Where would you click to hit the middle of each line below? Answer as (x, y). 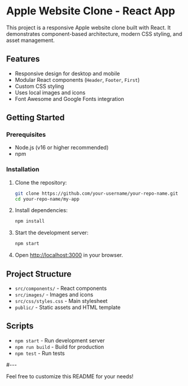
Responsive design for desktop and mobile (67, 73)
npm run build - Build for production (59, 347)
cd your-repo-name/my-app (47, 199)
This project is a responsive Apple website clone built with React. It (89, 27)
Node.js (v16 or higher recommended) (61, 148)
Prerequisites (26, 134)
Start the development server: (52, 233)
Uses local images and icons (50, 92)
